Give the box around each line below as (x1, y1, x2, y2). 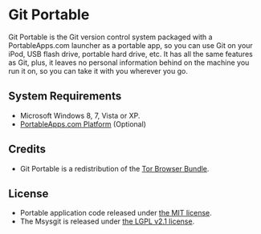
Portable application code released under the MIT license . (19, 208, 213, 218)
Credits (8, 143, 47, 156)
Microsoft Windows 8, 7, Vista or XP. (19, 111, 141, 120)
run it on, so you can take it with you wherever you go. (8, 66, 189, 75)
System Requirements (8, 90, 122, 103)
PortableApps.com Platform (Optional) (19, 119, 147, 129)
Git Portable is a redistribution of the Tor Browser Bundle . (19, 163, 210, 173)
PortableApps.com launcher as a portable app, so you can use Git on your (8, 40, 253, 50)
